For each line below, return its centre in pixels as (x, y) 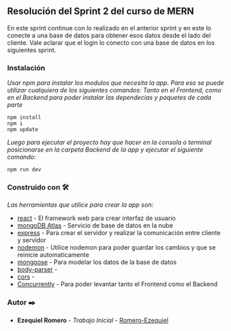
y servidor (32, 240)
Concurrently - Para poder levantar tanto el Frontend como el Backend (117, 284)
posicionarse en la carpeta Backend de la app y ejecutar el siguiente (105, 150)
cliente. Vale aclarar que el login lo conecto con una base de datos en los (111, 42)
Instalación (26, 68)
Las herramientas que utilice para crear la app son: (80, 205)
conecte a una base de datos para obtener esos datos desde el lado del (109, 35)
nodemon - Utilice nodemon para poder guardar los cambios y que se (116, 248)
